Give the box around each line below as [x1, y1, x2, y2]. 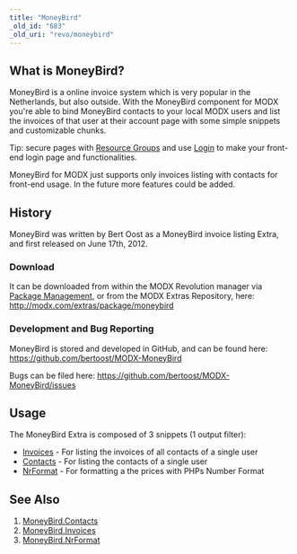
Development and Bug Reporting [9, 322, 154, 335]
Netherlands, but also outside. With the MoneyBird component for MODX [9, 96, 279, 108]
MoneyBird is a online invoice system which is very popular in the [9, 87, 251, 98]
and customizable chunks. [9, 125, 107, 136]
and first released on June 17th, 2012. [9, 239, 148, 249]
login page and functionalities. [25, 152, 137, 163]
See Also [9, 491, 60, 507]
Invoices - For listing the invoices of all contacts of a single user [22, 446, 258, 458]
